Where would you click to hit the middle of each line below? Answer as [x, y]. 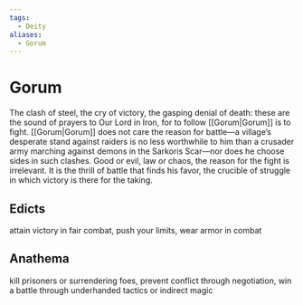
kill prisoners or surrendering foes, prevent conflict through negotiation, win [151, 281]
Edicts [28, 209]
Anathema [39, 259]
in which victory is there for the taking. [81, 180]
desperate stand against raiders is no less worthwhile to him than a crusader [152, 142]
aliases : [26, 34]
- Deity [32, 26]
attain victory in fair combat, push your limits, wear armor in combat [136, 230]
